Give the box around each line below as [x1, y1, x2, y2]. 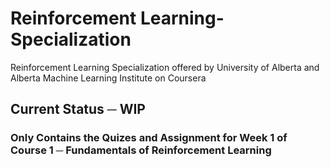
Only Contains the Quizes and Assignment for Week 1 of [10, 131, 288, 145]
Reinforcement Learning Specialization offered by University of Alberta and [10, 61, 320, 73]
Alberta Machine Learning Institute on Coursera [10, 72, 207, 84]
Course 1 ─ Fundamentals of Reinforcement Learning [10, 143, 272, 157]
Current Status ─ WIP [10, 101, 146, 118]
